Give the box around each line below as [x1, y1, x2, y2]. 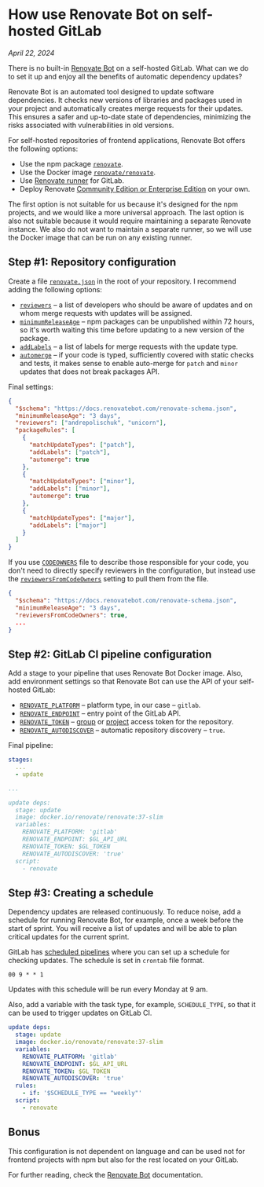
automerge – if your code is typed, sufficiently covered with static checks [19, 350, 254, 359]
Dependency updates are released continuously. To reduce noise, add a [8, 907, 241, 917]
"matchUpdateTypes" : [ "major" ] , [28, 514, 135, 522]
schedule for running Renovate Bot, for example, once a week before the [8, 915, 244, 925]
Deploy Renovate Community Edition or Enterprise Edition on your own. [19, 184, 251, 193]
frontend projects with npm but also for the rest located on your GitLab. [8, 1155, 239, 1164]
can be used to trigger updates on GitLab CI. [8, 1008, 152, 1018]
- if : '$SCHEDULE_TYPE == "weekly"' [22, 1090, 143, 1097]
